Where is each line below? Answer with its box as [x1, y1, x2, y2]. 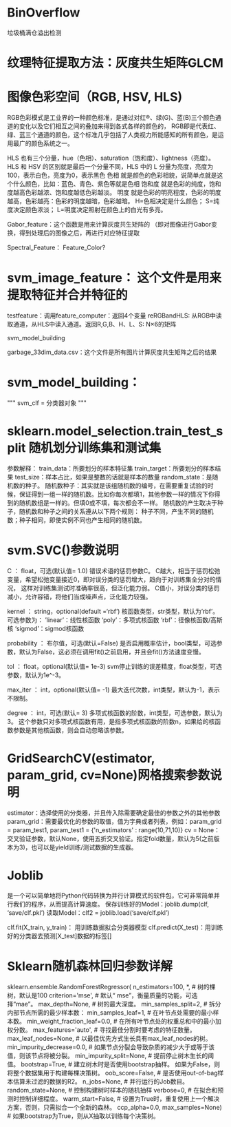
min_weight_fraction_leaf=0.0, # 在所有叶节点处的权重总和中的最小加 [26, 1017, 222, 1025]
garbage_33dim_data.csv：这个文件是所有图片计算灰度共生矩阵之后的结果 [7, 348, 217, 356]
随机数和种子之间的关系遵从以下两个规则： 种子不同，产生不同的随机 [19, 507, 214, 515]
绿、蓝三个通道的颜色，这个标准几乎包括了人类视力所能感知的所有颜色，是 [7, 131, 218, 139]
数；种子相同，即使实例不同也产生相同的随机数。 [7, 515, 146, 524]
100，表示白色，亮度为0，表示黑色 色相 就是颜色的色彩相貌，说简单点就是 [7, 171, 218, 180]
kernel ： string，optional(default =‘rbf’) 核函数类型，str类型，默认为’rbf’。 [7, 607, 219, 615]
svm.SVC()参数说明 [7, 543, 119, 559]
